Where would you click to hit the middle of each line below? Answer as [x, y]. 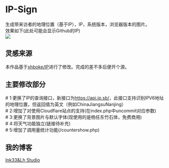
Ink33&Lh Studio [23, 160]
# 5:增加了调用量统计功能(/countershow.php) [52, 130]
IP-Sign [21, 9]
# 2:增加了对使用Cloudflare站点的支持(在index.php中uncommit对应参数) [81, 111]
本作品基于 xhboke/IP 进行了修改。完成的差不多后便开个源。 [67, 67]
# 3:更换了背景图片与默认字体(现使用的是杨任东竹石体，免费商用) [74, 117]
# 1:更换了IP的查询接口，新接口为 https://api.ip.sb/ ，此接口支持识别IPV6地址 [85, 98]
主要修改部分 [26, 85]
